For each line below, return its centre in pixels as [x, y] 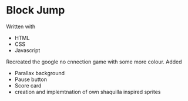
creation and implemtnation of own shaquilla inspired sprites [88, 92]
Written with [21, 26]
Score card [28, 85]
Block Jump [36, 10]
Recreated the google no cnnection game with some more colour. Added [94, 62]
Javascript [27, 50]
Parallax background [40, 73]
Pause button [31, 79]
